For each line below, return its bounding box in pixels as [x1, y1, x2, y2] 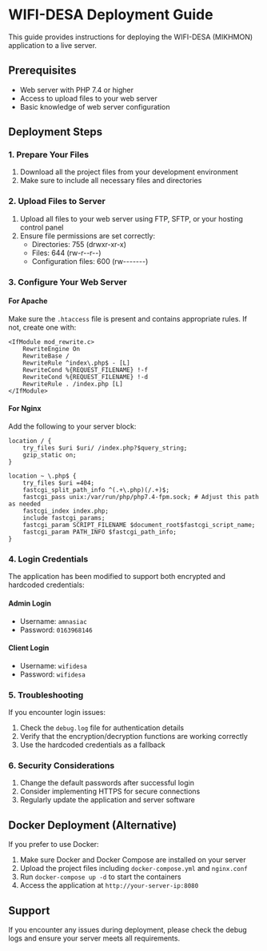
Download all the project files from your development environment [19, 167, 238, 177]
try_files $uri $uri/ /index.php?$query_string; [22, 444, 188, 453]
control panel [19, 222, 64, 232]
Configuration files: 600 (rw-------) [31, 256, 149, 266]
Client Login [8, 643, 50, 653]
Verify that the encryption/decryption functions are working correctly [19, 732, 248, 741]
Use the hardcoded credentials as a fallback [19, 740, 165, 749]
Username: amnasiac [19, 616, 88, 625]
